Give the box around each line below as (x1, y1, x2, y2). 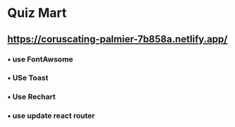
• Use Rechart (7, 92, 56, 102)
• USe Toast (7, 73, 49, 83)
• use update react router (7, 111, 95, 121)
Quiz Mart (7, 5, 67, 21)
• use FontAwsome (7, 54, 73, 64)
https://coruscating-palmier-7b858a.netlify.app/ (7, 33, 228, 45)
